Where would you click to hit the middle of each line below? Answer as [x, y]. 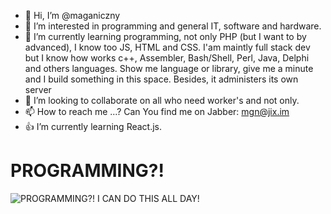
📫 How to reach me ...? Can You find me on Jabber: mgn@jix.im [157, 111]
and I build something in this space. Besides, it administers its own [161, 79]
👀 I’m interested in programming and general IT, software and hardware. [173, 26]
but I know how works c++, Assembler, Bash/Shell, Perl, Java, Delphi [167, 58]
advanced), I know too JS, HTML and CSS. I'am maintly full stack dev [167, 47]
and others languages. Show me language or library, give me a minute [169, 68]
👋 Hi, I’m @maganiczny [72, 15]
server [38, 89]
